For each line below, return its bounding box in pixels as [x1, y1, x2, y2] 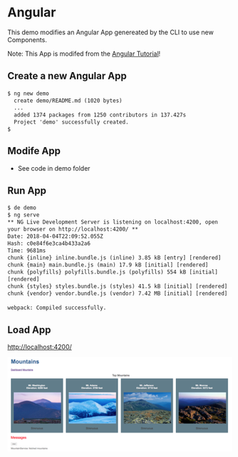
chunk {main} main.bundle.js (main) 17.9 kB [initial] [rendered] [7, 261, 209, 268]
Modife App [7, 145, 61, 157]
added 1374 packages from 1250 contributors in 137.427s [14, 111, 187, 119]
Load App [7, 323, 51, 336]
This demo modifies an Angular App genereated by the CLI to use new [7, 28, 214, 36]
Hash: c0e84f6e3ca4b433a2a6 [7, 240, 91, 247]
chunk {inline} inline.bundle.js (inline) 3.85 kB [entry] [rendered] [7, 254, 222, 261]
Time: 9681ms [7, 247, 46, 254]
